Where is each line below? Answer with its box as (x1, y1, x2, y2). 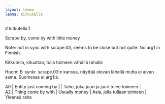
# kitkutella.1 (5, 25, 31, 31)
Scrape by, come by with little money (5, 35, 80, 41)
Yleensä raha (5, 94, 32, 100)
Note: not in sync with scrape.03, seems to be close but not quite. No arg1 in (5, 44, 160, 50)
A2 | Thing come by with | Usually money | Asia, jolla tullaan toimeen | (5, 89, 147, 95)
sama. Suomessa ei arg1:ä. (5, 74, 59, 80)
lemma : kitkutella (5, 12, 43, 17)
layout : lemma (5, 7, 34, 12)
